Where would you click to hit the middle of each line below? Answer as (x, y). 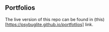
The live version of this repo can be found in (49, 19)
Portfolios (20, 8)
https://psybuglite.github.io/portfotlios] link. (50, 24)
